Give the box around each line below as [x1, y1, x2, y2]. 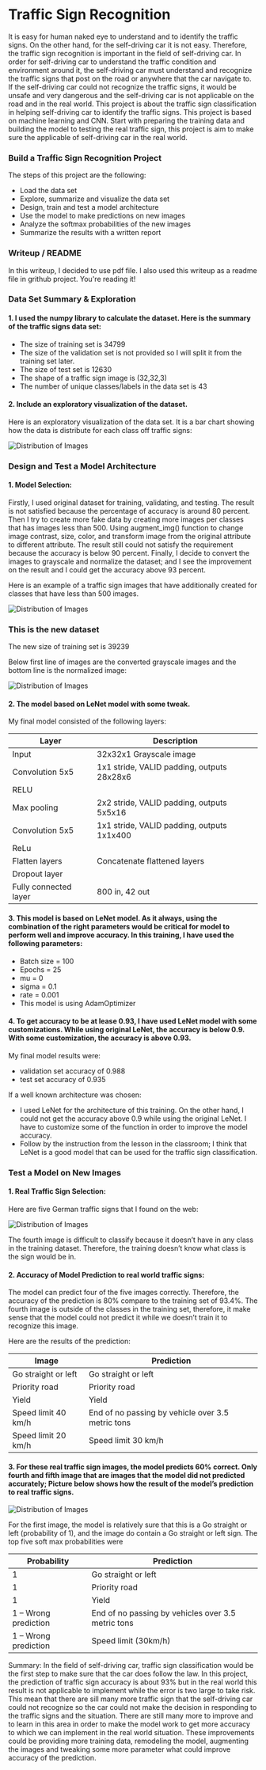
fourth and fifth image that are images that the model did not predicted [8, 1470, 245, 1479]
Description [153, 735, 198, 746]
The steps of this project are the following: [8, 170, 146, 180]
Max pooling [12, 802, 59, 813]
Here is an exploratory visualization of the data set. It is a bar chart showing [8, 417, 255, 427]
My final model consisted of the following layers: [8, 716, 166, 726]
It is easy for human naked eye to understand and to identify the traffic [8, 32, 239, 41]
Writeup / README [8, 248, 82, 259]
